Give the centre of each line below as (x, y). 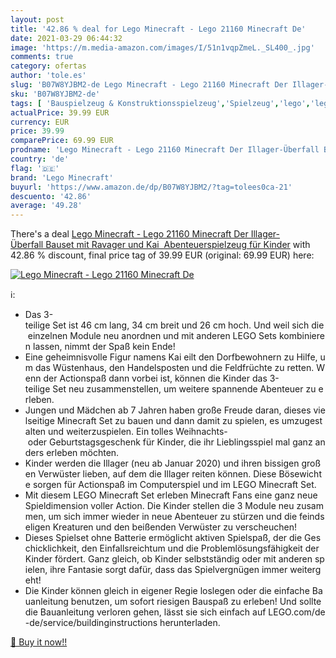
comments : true (42, 57)
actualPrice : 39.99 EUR (60, 112)
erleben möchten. (83, 453)
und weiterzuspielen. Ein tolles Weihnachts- (138, 432)
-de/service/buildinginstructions (91, 623)
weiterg (305, 570)
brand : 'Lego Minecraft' (62, 177)
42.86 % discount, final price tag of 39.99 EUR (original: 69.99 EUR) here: (162, 255)
